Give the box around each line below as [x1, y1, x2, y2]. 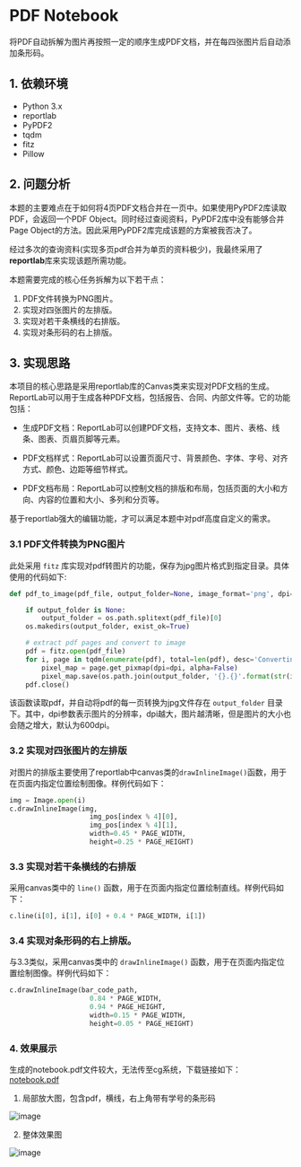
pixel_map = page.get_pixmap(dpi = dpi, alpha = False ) [41, 663, 239, 672]
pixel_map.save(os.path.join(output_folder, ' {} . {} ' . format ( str [41, 671, 287, 680]
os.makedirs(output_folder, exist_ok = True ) [25, 622, 191, 631]
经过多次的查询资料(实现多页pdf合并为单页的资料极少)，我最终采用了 [9, 243, 263, 254]
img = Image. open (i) [9, 795, 87, 804]
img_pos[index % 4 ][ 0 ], [89, 812, 178, 821]
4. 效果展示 [9, 1042, 57, 1055]
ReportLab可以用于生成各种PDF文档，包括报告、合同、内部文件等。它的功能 [9, 392, 291, 403]
